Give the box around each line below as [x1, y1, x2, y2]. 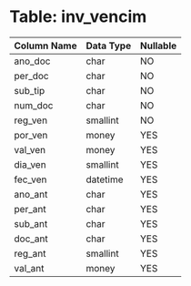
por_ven [14, 128, 48, 141]
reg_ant [14, 247, 46, 260]
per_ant [14, 202, 47, 215]
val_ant [14, 261, 45, 274]
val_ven [14, 143, 46, 156]
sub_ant [14, 217, 48, 230]
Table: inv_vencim [9, 6, 147, 27]
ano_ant [14, 188, 48, 200]
